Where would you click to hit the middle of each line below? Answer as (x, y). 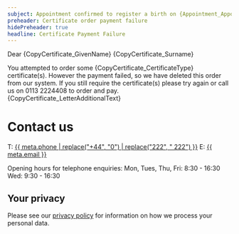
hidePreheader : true (38, 27)
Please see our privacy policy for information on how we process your (110, 215)
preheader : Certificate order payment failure (78, 21)
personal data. (28, 223)
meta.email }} (27, 155)
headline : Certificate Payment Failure (67, 34)
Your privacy (36, 198)
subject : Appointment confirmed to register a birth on (92, 14)
